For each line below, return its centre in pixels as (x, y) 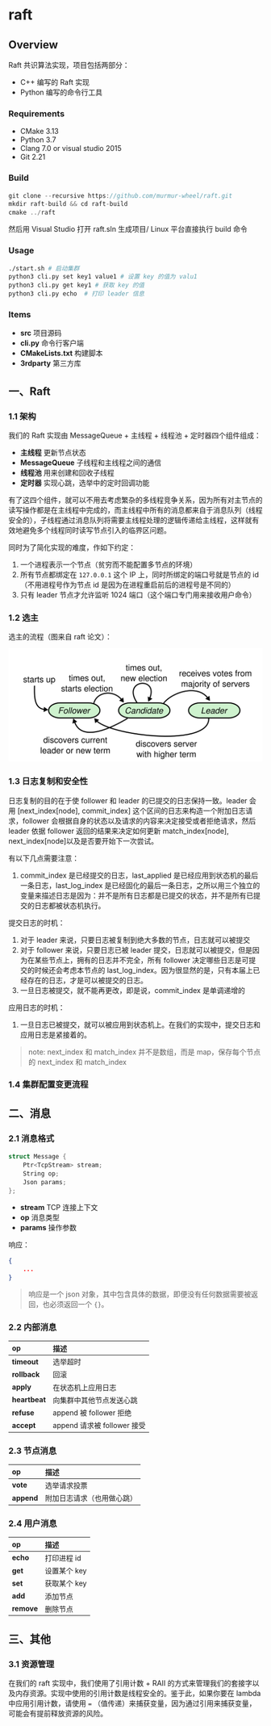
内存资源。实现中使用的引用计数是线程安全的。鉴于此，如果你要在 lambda (138, 1693)
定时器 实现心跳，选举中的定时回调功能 (85, 483)
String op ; (41, 1173)
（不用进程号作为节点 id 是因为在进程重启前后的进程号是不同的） (127, 584)
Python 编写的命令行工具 (61, 92)
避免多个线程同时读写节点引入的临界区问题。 (96, 530)
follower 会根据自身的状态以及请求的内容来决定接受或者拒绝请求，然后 (139, 820)
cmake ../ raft (32, 213)
